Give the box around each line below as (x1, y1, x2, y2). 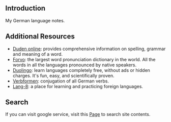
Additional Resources (5, 32, 75, 41)
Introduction (5, 4, 46, 13)
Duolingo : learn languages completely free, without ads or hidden (12, 67, 150, 73)
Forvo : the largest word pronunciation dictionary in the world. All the (12, 56, 156, 62)
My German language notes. (5, 17, 65, 23)
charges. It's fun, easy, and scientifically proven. (12, 72, 115, 78)
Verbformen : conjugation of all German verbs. (12, 78, 109, 84)
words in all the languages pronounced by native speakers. (12, 62, 136, 68)
